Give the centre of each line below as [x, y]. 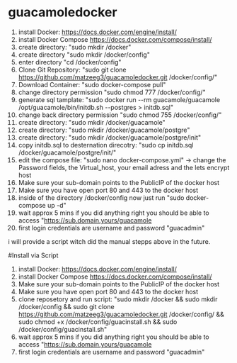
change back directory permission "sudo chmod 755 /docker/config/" [120, 115]
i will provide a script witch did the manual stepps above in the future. [109, 241]
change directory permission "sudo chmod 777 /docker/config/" [112, 92]
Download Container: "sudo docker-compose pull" [92, 84]
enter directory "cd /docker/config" [70, 62]
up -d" [57, 205]
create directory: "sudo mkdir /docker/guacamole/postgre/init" [109, 137]
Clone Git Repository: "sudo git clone [72, 69]
